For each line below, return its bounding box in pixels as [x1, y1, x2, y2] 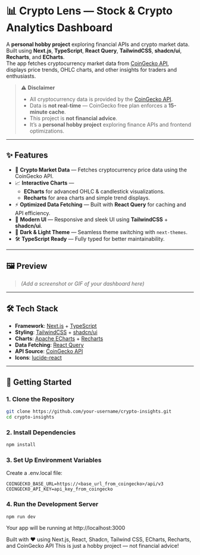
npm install [6, 442, 36, 448]
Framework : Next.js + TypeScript [14, 323, 97, 330]
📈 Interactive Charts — [14, 179, 74, 186]
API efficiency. [14, 209, 51, 216]
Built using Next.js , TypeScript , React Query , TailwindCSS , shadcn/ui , [6, 47, 182, 54]
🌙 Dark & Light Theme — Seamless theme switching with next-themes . [14, 228, 187, 235]
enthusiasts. [6, 72, 36, 79]
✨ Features [6, 150, 48, 161]
